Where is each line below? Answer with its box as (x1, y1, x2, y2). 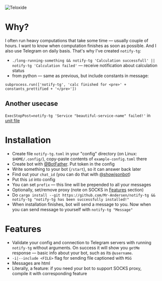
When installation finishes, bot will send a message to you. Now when (12, 201, 151, 207)
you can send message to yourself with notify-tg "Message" (12, 206, 133, 212)
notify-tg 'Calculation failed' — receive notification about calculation (12, 62, 158, 68)
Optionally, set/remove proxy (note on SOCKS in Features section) (12, 187, 144, 193)
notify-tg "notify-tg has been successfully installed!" (12, 197, 130, 202)
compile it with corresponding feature (12, 270, 87, 276)
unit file (5, 117, 20, 123)
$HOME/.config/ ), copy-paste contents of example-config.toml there (12, 156, 147, 162)
